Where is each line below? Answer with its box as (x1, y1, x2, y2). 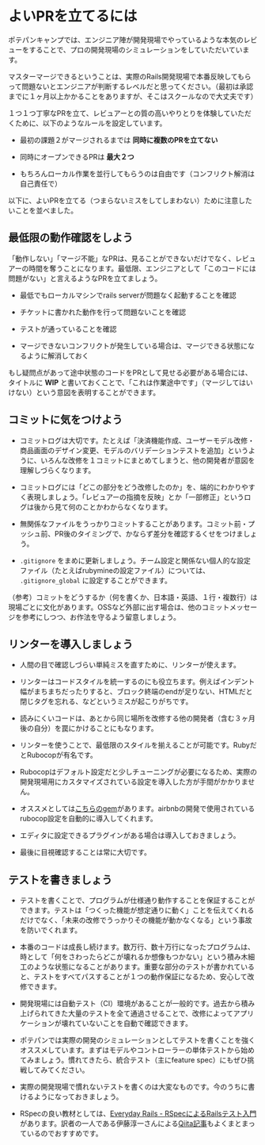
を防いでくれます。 (19, 925, 81, 935)
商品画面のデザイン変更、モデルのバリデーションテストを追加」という (19, 445, 249, 455)
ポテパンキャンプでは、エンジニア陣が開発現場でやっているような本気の (8, 35, 244, 44)
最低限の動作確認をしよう (8, 231, 133, 244)
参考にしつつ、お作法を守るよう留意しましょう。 (21, 612, 180, 621)
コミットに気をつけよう (8, 413, 123, 427)
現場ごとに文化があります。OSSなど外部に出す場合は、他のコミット (8, 602, 230, 612)
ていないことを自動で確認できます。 (74, 1019, 192, 1028)
